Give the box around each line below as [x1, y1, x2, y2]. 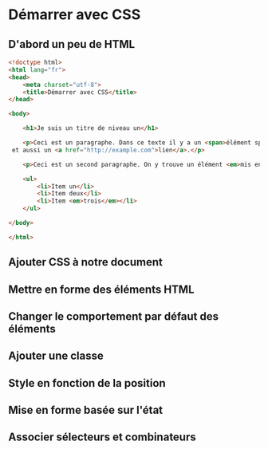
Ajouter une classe [8, 349, 104, 363]
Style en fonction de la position [8, 376, 166, 390]
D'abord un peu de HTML [8, 37, 136, 51]
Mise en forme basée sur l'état [8, 404, 164, 417]
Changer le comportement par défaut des [8, 309, 219, 323]
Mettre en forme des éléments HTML [8, 282, 195, 296]
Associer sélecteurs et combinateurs [8, 431, 197, 444]
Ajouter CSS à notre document [8, 255, 164, 269]
